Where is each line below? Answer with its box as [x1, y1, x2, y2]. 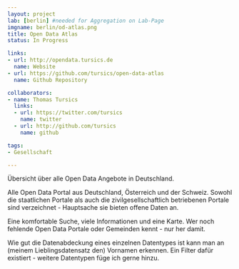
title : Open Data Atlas [7, 30, 78, 38]
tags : [7, 142, 24, 149]
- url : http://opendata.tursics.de [7, 56, 113, 64]
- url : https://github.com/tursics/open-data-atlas [7, 69, 164, 77]
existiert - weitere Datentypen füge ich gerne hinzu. [7, 254, 160, 263]
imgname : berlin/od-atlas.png [7, 24, 98, 31]
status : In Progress [7, 37, 69, 44]
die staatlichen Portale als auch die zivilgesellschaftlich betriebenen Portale [7, 196, 230, 204]
